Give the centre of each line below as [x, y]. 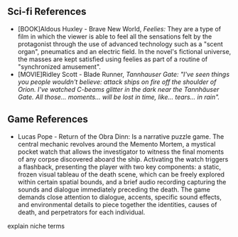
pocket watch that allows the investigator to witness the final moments [121, 152]
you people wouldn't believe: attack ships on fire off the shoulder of [117, 82]
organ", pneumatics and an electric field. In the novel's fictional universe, [124, 51]
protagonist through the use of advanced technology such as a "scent [120, 44]
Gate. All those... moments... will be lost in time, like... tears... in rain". [119, 97]
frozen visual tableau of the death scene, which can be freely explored [121, 174]
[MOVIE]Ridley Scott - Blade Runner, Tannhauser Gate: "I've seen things [123, 74]
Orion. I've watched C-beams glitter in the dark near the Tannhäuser [118, 89]
